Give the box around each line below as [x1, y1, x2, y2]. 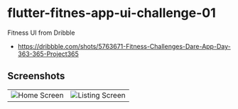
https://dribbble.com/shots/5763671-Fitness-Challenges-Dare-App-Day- [17, 42, 231, 50]
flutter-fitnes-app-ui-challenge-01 [7, 5, 216, 21]
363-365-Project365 [17, 50, 80, 58]
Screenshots [7, 70, 65, 82]
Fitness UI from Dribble [7, 28, 75, 37]
